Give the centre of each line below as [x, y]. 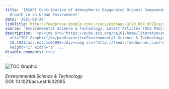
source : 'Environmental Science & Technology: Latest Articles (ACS [78, 29]
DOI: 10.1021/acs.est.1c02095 [35, 81]
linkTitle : [17, 24]
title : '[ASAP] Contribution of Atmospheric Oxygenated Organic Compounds [85, 10]
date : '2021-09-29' [26, 19]
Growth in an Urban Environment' [45, 15]
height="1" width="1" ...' [38, 47]
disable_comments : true [30, 52]
